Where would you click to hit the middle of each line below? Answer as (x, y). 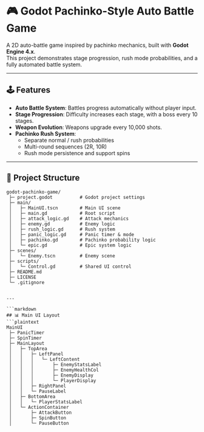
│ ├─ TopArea (28, 349)
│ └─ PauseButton (39, 423)
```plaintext (23, 322)
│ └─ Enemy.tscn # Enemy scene (62, 256)
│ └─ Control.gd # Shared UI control (70, 267)
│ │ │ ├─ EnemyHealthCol (54, 370)
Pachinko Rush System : (46, 133)
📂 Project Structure (43, 178)
